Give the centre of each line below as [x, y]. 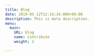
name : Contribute [32, 37]
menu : [11, 23]
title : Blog [17, 10]
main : [15, 28]
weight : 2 [24, 42]
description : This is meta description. [47, 19]
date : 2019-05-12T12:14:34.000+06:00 [44, 14]
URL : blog [24, 32]
